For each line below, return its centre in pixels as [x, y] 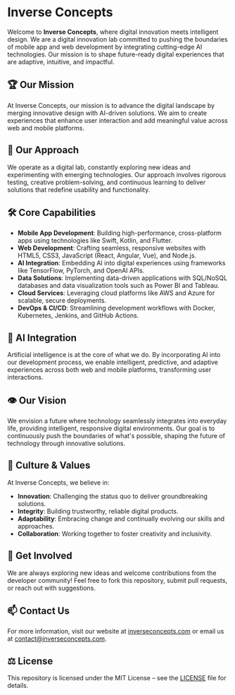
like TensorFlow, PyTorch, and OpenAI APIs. [81, 271]
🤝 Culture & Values [49, 465]
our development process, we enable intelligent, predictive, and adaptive [113, 362]
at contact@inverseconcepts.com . [57, 639]
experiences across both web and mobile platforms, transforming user [109, 370]
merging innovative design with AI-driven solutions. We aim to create [107, 113]
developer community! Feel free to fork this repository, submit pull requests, [117, 580]
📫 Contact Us [39, 611]
